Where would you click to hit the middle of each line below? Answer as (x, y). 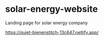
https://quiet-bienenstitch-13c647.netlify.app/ (52, 32)
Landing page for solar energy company (46, 23)
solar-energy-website (51, 9)
